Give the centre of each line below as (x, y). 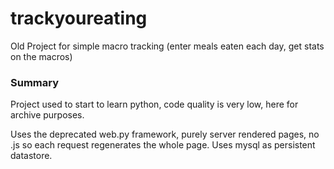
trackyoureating (79, 18)
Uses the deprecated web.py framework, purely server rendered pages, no (165, 134)
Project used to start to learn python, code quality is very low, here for (154, 104)
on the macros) (41, 56)
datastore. (31, 156)
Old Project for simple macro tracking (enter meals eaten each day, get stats (167, 46)
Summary (35, 82)
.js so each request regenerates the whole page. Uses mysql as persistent (163, 145)
